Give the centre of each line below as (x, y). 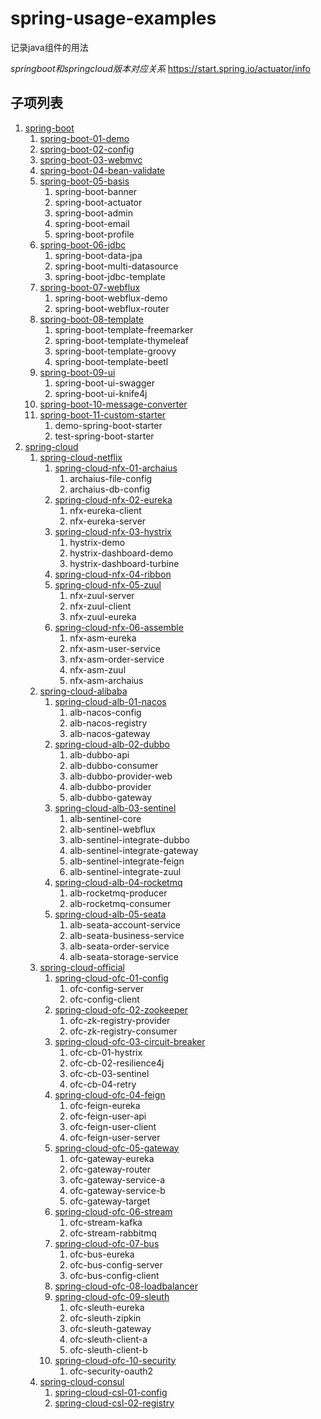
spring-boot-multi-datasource (116, 266)
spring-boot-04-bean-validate (102, 170)
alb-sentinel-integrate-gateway (134, 850)
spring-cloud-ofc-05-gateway (117, 1148)
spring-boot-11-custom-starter (103, 414)
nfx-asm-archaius (106, 680)
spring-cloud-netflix (81, 457)
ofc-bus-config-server (116, 1264)
